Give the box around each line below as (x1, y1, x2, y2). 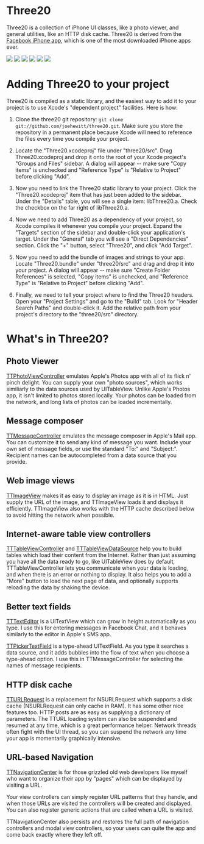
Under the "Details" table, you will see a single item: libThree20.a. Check (15, 197, 197, 205)
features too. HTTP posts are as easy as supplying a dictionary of (6, 708, 171, 716)
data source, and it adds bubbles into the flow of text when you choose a (6, 649, 190, 656)
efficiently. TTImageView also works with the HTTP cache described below (6, 505, 195, 512)
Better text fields (6, 601, 71, 612)
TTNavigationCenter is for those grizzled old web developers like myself (6, 768, 188, 776)
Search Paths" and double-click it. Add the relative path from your (15, 304, 181, 311)
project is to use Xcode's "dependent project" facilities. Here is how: (6, 104, 178, 111)
